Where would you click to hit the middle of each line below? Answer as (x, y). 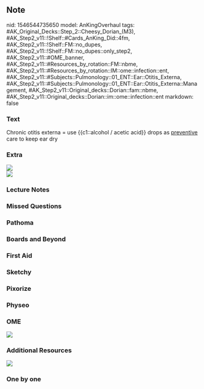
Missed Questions (34, 206)
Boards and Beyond (36, 239)
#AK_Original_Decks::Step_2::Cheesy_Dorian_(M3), (71, 31)
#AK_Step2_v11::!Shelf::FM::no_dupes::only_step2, (69, 51)
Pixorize (19, 288)
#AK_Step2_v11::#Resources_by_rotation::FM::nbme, (72, 64)
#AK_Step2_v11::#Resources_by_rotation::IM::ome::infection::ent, (88, 71)
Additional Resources (39, 350)
